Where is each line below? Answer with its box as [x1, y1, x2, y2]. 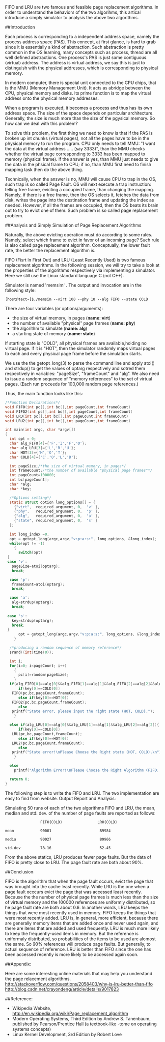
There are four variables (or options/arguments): [5, 306, 103, 311]
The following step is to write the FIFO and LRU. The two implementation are [5, 790, 160, 796]
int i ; [9, 659, 23, 664]
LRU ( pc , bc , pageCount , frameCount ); [11, 731, 82, 736]
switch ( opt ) [18, 550, 43, 555]
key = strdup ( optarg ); [11, 618, 54, 623]
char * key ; [9, 486, 32, 491]
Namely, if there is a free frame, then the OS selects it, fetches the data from [5, 192, 160, 198]
